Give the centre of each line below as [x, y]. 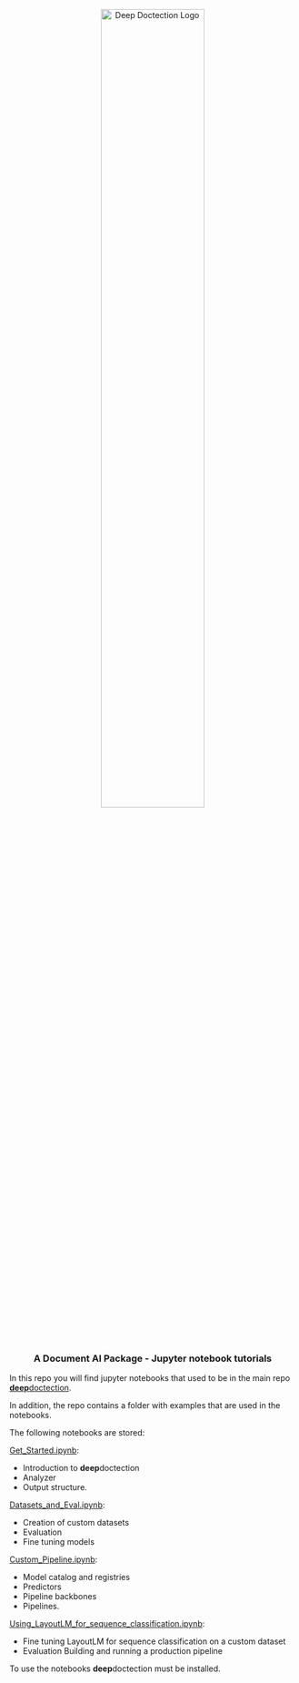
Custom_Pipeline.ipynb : [54, 1559]
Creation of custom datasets [76, 1523]
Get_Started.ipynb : [45, 1450]
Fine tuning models [59, 1542]
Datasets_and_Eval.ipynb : [57, 1505]
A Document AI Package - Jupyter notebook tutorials [153, 1358]
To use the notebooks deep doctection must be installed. [115, 1668]
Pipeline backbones [60, 1597]
